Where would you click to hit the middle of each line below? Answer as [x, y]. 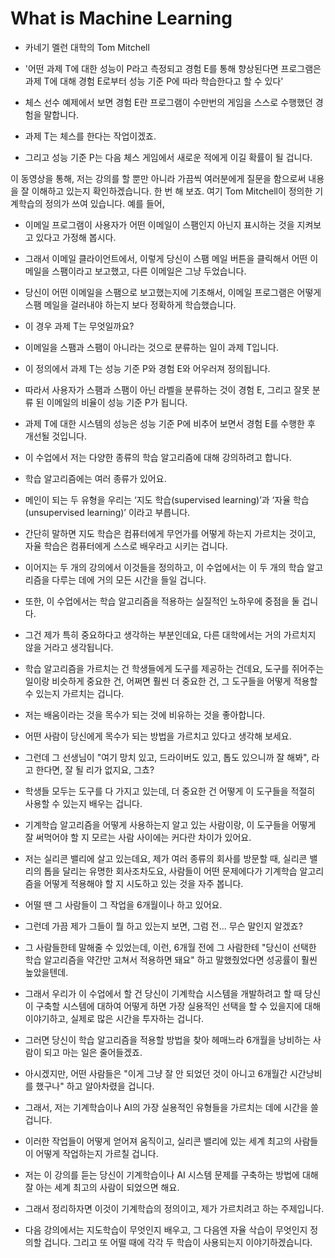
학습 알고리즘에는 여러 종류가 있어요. [95, 478]
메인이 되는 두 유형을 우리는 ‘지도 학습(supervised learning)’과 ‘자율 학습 [167, 499]
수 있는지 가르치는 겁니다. [74, 693]
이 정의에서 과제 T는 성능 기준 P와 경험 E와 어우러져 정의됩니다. [147, 368]
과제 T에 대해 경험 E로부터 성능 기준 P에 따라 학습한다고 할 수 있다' [154, 81]
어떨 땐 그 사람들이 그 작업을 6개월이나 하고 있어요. [123, 904]
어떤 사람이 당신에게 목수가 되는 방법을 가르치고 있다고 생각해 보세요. [158, 736]
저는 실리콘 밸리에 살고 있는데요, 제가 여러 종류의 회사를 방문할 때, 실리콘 [166, 858]
